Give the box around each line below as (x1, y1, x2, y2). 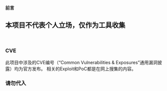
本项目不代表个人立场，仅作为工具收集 (5, 21, 125, 29)
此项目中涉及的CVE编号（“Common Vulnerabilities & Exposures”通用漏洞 (5, 59, 158, 65)
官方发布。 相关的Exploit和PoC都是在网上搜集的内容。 (22, 66, 136, 72)
